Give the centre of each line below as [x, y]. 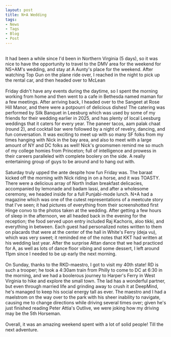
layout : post [19, 10]
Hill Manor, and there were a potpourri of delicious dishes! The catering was [85, 107]
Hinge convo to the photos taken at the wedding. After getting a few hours [83, 210]
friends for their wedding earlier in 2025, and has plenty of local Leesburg [83, 118]
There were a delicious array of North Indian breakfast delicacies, [74, 183]
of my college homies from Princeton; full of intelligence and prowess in [81, 151]
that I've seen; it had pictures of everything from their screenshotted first [82, 205]
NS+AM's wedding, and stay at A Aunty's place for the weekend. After [79, 69]
